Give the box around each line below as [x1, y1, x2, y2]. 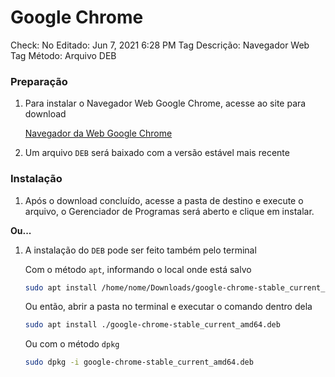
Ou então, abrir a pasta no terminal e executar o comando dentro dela [24, 301, 313, 313]
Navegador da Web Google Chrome [24, 127, 173, 140]
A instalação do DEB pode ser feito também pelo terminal [24, 244, 257, 256]
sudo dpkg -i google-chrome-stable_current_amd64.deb [24, 357, 254, 368]
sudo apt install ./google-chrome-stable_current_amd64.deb [24, 320, 281, 330]
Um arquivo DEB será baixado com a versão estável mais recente [24, 147, 290, 159]
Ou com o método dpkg [24, 338, 120, 350]
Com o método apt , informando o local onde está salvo [24, 263, 252, 275]
